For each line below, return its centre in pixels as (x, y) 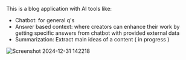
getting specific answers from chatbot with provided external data (97, 33)
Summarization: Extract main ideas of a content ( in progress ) (92, 39)
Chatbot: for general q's (45, 20)
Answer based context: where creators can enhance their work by (97, 27)
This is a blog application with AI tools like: (59, 9)
